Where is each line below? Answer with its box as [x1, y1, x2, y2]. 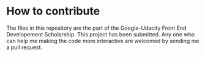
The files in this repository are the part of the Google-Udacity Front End [6, 24, 187, 32]
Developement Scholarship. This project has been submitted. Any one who [6, 30, 195, 38]
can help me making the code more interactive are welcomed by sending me [6, 37, 199, 44]
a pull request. [6, 44, 43, 51]
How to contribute [6, 4, 100, 18]
